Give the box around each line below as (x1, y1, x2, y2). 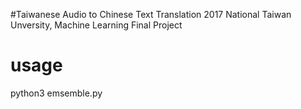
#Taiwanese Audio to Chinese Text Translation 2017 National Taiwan (10, 9, 292, 20)
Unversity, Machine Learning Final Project (10, 19, 183, 31)
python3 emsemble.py (10, 87, 103, 99)
